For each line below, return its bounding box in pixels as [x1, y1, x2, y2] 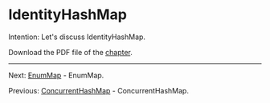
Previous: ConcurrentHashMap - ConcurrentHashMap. [8, 85, 189, 95]
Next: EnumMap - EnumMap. [8, 70, 104, 80]
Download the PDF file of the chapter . [8, 47, 133, 57]
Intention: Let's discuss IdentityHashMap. [8, 32, 146, 42]
